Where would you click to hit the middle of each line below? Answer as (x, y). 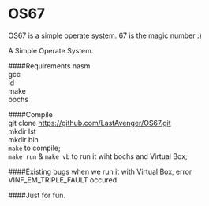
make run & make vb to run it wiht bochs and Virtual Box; (98, 156)
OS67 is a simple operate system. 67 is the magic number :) (105, 35)
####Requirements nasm (49, 66)
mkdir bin (24, 139)
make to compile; (34, 148)
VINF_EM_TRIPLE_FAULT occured (62, 180)
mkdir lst (22, 131)
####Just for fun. (37, 195)
